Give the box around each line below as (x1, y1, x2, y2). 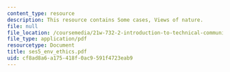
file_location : (7, 29, 51, 36)
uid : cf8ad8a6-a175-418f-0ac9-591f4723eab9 (7, 55, 133, 62)
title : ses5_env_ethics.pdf (7, 49, 88, 56)
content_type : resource (7, 10, 75, 17)
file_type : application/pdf (7, 36, 88, 43)
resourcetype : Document (7, 42, 75, 49)
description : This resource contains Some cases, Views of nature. (7, 16, 204, 23)
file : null (7, 23, 38, 29)
